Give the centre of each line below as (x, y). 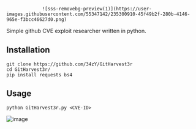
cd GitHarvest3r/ (28, 69)
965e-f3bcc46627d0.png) (37, 20)
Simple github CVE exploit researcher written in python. (76, 31)
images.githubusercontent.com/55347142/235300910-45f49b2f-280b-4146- (98, 14)
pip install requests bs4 (39, 75)
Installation (28, 50)
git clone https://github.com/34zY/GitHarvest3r (70, 64)
